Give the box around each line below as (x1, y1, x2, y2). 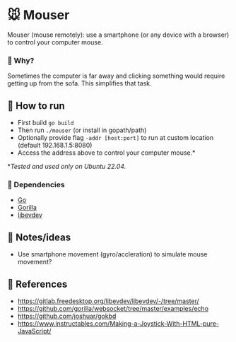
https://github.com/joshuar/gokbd (17, 312, 117, 320)
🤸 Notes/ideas (7, 231, 71, 243)
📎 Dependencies (7, 179, 65, 189)
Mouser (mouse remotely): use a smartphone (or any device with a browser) (7, 30, 230, 39)
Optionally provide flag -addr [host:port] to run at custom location (17, 134, 214, 142)
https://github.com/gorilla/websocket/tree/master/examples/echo (17, 304, 209, 312)
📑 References (7, 278, 68, 290)
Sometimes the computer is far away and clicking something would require (7, 71, 225, 81)
